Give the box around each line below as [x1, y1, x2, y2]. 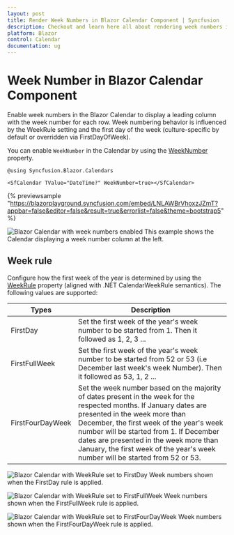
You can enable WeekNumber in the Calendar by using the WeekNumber [7, 146, 208, 154]
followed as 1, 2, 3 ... [77, 334, 146, 344]
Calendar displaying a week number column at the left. [7, 234, 164, 243]
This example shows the [143, 227, 214, 236]
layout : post [7, 10, 45, 17]
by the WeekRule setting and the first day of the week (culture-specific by [7, 125, 219, 133]
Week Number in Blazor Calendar [7, 73, 203, 89]
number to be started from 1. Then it [77, 325, 197, 335]
